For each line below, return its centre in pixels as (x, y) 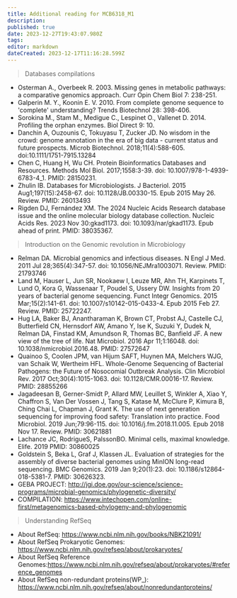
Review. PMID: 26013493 (54, 200)
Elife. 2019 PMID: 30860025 (59, 446)
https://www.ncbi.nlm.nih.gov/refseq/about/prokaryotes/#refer (139, 564)
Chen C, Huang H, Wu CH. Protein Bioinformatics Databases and (112, 162)
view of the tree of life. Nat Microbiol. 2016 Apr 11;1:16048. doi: (108, 340)
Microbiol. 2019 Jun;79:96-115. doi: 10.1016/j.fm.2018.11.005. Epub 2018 (121, 423)
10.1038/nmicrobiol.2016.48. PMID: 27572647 (83, 348)
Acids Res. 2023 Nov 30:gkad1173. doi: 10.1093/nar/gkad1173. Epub (115, 223)
